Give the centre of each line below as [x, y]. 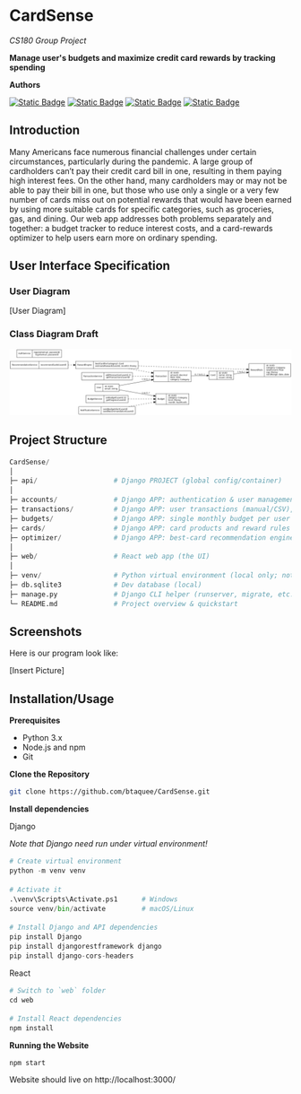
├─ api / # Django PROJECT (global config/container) [146, 481]
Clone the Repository [49, 774]
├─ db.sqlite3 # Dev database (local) [106, 585]
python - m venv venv [48, 871]
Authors [25, 84]
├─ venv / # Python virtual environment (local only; [144, 576]
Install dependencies [49, 809]
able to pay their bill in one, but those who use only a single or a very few [144, 190]
